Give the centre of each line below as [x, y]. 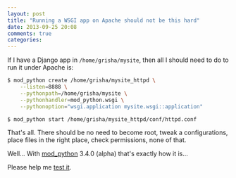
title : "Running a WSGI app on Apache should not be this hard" [104, 20]
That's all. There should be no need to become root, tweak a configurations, [118, 133]
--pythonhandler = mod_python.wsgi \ [72, 100]
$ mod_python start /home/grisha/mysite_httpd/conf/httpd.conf [102, 119]
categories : [25, 40]
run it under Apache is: [41, 68]
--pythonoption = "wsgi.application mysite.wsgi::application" [111, 106]
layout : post [26, 14]
